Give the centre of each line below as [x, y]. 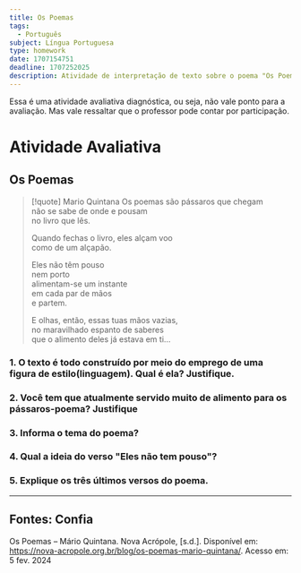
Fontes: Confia [52, 520]
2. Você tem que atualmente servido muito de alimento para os [148, 398]
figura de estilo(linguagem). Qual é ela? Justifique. [122, 373]
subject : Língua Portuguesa [62, 43]
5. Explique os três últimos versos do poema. [109, 481]
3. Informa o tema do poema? [74, 432]
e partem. [49, 303]
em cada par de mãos [71, 293]
